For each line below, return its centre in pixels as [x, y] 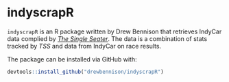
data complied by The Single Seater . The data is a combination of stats [107, 38]
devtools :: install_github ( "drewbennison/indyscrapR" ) [86, 72]
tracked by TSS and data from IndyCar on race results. [84, 46]
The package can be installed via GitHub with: [72, 59]
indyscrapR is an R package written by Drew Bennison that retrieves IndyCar [114, 31]
